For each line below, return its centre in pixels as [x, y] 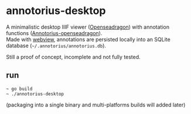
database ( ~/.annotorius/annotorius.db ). [56, 46]
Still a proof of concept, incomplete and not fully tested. [73, 57]
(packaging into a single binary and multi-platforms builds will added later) [96, 105]
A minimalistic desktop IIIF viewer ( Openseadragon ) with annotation [88, 27]
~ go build [19, 89]
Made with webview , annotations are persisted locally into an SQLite [88, 39]
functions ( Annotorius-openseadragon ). [54, 33]
